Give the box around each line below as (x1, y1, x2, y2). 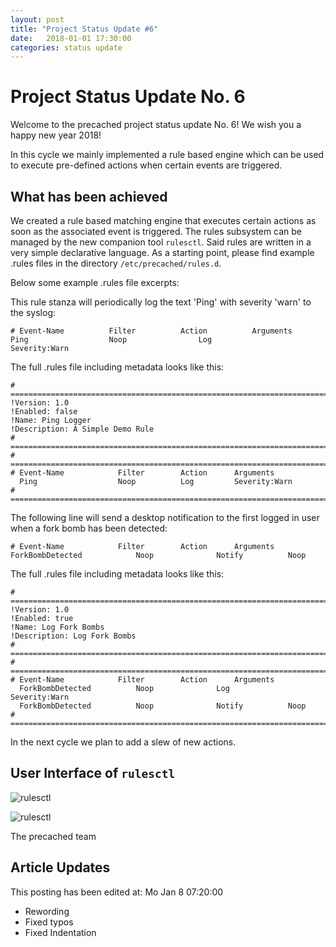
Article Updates (10, 859, 111, 876)
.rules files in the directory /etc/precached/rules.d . (10, 257, 222, 269)
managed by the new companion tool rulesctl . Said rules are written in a (10, 236, 312, 248)
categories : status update (10, 42, 123, 53)
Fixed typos (24, 916, 74, 928)
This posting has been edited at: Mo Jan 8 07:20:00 (10, 886, 224, 898)
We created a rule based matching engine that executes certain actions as (10, 215, 317, 226)
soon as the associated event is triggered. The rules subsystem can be (10, 226, 303, 237)
